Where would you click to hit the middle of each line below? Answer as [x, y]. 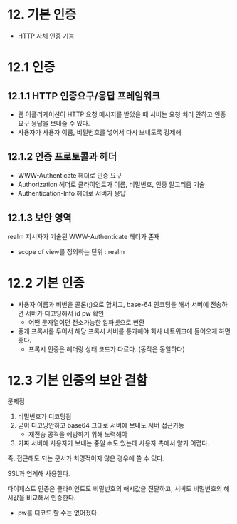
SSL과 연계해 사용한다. [39, 474]
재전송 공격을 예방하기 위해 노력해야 [78, 434]
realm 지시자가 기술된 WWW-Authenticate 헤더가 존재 [84, 236]
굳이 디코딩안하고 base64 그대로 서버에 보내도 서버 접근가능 [101, 425]
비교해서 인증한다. [51, 498]
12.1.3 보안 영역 [39, 218]
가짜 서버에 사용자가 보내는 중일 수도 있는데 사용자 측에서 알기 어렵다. [114, 443]
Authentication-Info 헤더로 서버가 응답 [72, 193]
